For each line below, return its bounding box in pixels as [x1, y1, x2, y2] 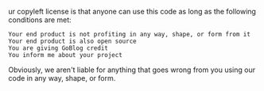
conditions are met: [8, 15, 72, 25]
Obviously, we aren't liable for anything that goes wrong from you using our [8, 65, 256, 74]
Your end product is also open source [8, 37, 137, 45]
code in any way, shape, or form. [8, 74, 116, 82]
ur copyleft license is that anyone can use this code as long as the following [8, 7, 257, 16]
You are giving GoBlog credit [8, 44, 109, 52]
